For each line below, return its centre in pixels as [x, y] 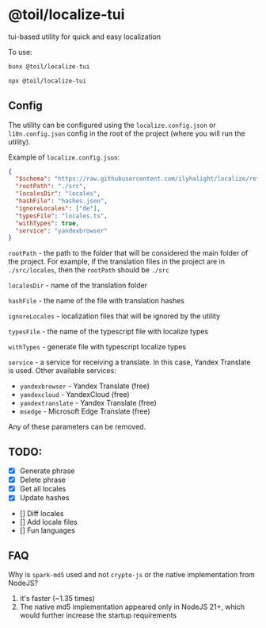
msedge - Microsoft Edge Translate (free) [85, 411]
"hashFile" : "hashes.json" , [62, 201]
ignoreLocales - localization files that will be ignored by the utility [114, 316]
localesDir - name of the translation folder [78, 285]
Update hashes [44, 498]
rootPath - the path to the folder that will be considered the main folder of [128, 253]
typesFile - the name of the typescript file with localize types [108, 332]
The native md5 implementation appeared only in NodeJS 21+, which [132, 607]
